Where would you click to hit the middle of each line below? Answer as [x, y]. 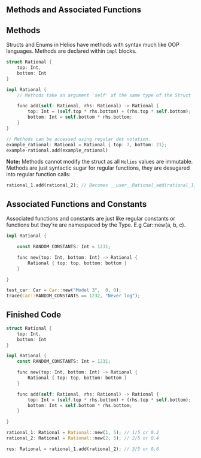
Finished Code [34, 314]
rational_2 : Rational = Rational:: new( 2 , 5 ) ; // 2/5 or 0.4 [83, 438]
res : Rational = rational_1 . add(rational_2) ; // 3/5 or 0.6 [83, 449]
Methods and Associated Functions [74, 10]
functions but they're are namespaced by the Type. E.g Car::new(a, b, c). [96, 225]
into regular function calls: [38, 174]
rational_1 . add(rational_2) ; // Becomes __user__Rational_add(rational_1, [101, 185]
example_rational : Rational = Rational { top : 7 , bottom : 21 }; [87, 144]
